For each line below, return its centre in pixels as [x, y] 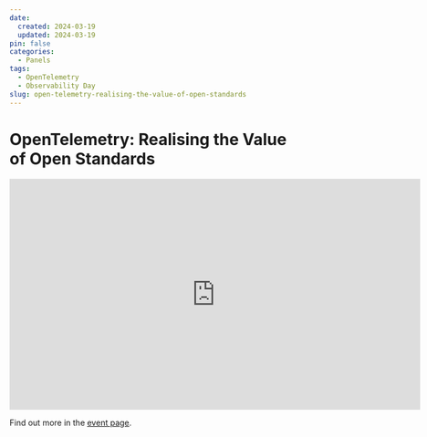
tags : [20, 69]
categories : [32, 52]
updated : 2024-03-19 [57, 35]
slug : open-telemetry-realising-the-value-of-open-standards [128, 94]
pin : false [30, 43]
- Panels [34, 60]
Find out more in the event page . [71, 423]
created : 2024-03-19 [57, 26]
